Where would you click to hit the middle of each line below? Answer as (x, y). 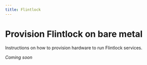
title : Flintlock (23, 10)
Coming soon (19, 57)
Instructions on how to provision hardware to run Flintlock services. (74, 48)
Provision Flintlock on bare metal (74, 34)
